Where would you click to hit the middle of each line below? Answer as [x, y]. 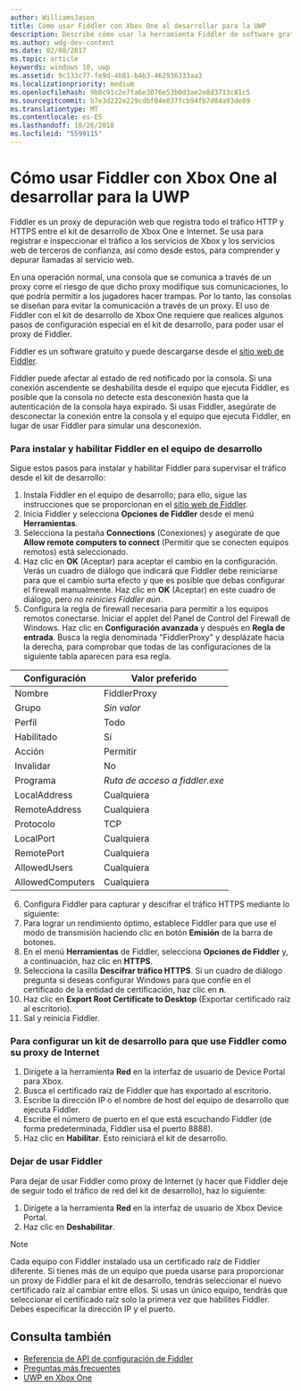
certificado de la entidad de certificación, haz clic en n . [125, 990]
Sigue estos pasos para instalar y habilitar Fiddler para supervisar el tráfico [148, 468]
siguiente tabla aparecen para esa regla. [97, 657]
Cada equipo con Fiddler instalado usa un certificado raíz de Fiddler [135, 1261]
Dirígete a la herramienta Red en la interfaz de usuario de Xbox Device [153, 1208]
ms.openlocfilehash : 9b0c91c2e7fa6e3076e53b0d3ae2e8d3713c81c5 [130, 92]
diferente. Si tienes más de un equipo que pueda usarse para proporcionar [147, 1270]
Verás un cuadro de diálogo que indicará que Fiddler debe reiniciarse [150, 571]
